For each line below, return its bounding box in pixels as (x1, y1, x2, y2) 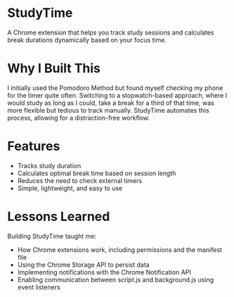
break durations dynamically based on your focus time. (7, 35, 167, 44)
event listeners (17, 283, 61, 291)
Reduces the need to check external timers (17, 176, 143, 184)
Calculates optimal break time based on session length (17, 169, 176, 177)
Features (7, 139, 60, 154)
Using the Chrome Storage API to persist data (17, 260, 150, 269)
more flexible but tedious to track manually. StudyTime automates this (7, 106, 209, 114)
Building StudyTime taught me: (7, 232, 97, 240)
